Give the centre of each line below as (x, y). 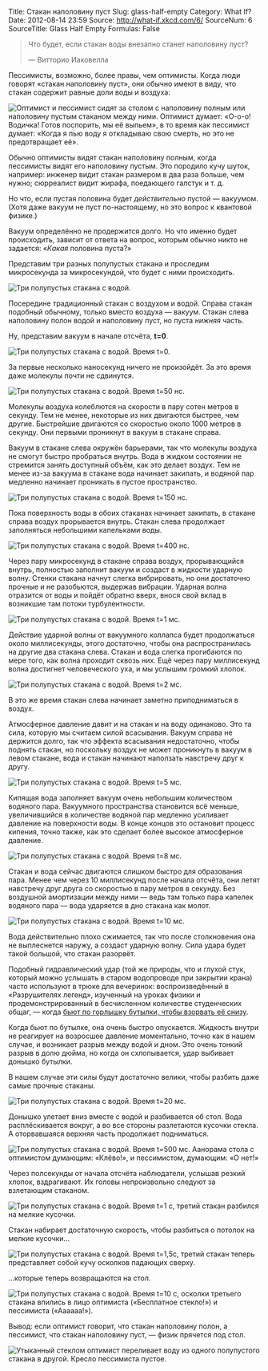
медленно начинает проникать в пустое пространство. (103, 482)
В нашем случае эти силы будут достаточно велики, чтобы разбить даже (134, 1077)
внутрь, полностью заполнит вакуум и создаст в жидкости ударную (126, 570)
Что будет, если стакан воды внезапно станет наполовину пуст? (138, 44)
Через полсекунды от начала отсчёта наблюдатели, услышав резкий (127, 1173)
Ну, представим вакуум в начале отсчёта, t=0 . (88, 336)
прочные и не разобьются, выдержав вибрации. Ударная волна (118, 586)
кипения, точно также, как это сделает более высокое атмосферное (126, 832)
